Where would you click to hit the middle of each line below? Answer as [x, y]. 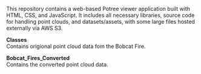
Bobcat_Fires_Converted [38, 58]
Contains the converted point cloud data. [57, 64]
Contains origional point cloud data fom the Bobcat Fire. [76, 46]
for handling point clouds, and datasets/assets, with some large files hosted [101, 22]
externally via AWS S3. [35, 28]
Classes [17, 40]
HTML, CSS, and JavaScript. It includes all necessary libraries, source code [100, 15]
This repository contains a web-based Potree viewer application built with [98, 9]
